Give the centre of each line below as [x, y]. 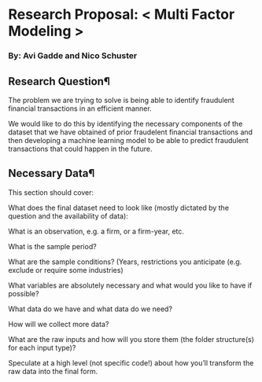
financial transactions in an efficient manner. [80, 108]
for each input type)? [42, 347]
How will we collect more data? [59, 324]
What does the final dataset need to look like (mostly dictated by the [119, 208]
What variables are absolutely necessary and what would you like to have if [130, 285]
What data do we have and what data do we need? [90, 309]
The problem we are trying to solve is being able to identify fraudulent [121, 100]
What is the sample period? [52, 246]
